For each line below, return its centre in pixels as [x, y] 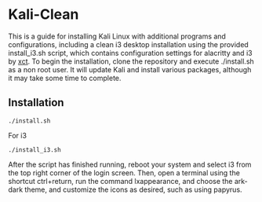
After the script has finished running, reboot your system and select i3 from [130, 164]
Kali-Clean [44, 15]
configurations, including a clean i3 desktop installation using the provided [128, 44]
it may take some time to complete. [65, 78]
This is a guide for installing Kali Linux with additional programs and [117, 36]
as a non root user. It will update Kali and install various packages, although [130, 69]
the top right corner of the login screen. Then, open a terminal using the [124, 173]
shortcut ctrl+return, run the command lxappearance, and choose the [120, 181]
